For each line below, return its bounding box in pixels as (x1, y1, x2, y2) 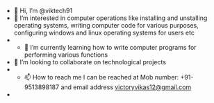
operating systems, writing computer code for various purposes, (13, 21, 199, 29)
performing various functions (24, 50, 108, 59)
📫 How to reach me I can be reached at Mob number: (24, 73, 179, 81)
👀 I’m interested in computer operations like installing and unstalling (13, 14, 208, 22)
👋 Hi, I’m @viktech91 (13, 7, 73, 15)
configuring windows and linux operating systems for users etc (13, 28, 195, 37)
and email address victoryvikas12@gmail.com (60, 83, 192, 91)
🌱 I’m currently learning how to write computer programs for (24, 44, 197, 51)
